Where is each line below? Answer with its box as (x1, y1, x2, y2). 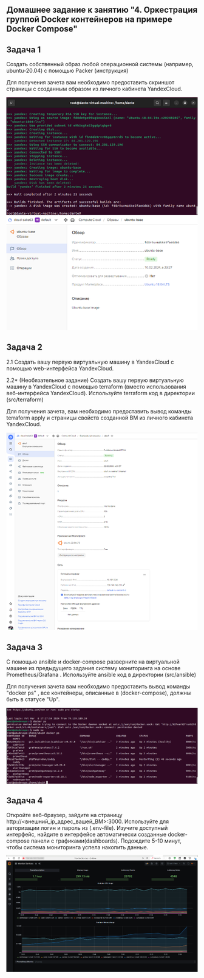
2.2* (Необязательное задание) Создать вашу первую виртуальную (6, 376, 184, 384)
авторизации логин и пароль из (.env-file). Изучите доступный (6, 824, 168, 832)
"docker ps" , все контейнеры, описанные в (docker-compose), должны (6, 689, 191, 697)
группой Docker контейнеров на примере (6, 15, 172, 25)
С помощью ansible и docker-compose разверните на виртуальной (6, 658, 180, 665)
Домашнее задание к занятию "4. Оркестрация (6, 5, 198, 15)
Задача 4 (6, 795, 43, 806)
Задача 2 (6, 342, 42, 353)
